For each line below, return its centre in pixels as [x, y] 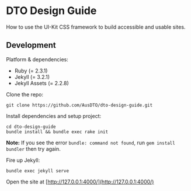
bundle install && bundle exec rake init [57, 132]
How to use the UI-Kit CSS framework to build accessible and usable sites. [96, 27]
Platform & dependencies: [37, 59]
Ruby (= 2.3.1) [31, 71]
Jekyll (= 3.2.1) [32, 77]
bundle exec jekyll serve [37, 171]
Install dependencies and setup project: [54, 116]
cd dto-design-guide [31, 127]
